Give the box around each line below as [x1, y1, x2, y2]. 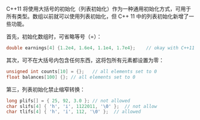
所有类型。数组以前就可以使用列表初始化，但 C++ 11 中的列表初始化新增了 [6, 13, 189, 20]
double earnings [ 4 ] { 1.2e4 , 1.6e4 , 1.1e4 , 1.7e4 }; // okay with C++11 [6, 45, 195, 51]
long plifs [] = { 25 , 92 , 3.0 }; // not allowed [6, 98, 130, 104]
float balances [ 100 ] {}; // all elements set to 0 [6, 74, 136, 80]
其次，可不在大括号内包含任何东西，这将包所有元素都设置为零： [6, 56, 164, 64]
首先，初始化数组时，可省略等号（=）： [6, 33, 102, 40]
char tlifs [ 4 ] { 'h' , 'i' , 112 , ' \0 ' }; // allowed [6, 109, 141, 115]
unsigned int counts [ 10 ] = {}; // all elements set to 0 [6, 68, 157, 74]
